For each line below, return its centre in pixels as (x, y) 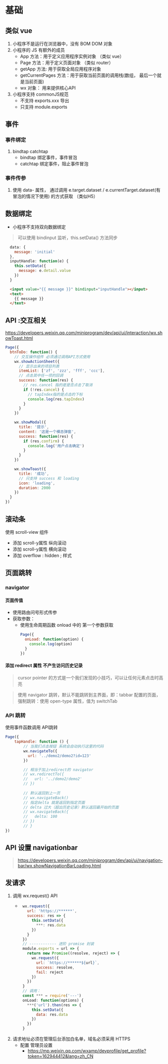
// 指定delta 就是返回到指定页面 (54, 802)
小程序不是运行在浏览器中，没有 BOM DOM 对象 (62, 44)
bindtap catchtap (30, 151)
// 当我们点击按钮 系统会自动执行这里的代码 (64, 747)
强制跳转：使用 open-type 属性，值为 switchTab (67, 701)
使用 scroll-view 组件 (27, 532)
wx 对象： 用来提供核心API (48, 88)
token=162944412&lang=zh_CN (60, 1056)
